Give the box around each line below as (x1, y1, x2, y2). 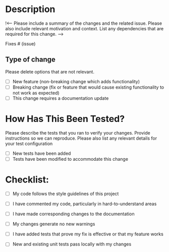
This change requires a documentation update (12, 95, 109, 101)
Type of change (5, 55, 55, 64)
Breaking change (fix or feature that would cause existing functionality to (12, 84, 164, 90)
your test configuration (5, 140, 53, 147)
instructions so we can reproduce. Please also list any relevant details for (5, 135, 157, 141)
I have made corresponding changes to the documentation (12, 211, 135, 217)
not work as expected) (12, 90, 60, 96)
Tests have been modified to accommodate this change (12, 156, 129, 162)
